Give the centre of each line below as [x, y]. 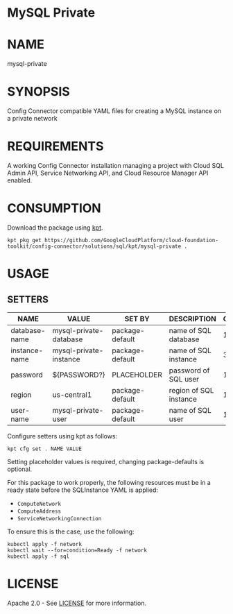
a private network [32, 119]
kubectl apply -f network [44, 544]
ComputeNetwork [39, 504]
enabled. [20, 180]
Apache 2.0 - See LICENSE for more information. [77, 603]
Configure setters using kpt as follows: [62, 436]
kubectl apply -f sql [38, 556]
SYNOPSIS [39, 92]
